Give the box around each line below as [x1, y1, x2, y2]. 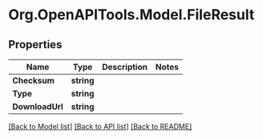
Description [102, 62, 148, 72]
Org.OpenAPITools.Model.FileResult [8, 6, 255, 24]
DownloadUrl [12, 101, 64, 112]
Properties [8, 38, 63, 51]
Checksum [12, 75, 55, 86]
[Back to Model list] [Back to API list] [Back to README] [8, 122, 192, 131]
